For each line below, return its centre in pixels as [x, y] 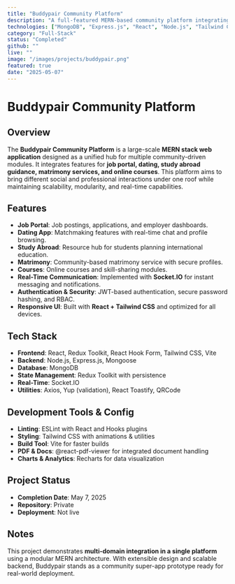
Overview [29, 132]
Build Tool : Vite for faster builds [63, 444]
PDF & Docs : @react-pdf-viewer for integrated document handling [113, 451]
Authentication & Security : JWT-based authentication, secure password [122, 292]
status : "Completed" [37, 40]
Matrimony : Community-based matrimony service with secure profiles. [120, 262]
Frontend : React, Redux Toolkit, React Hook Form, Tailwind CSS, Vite [117, 353]
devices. [30, 314]
